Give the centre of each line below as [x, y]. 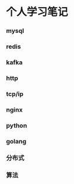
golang [16, 141]
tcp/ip [15, 93]
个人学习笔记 [37, 12]
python [17, 125]
